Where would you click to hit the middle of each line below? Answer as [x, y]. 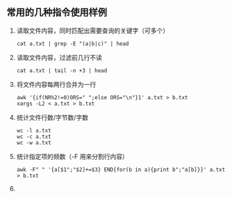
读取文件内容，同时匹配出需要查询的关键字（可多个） [93, 31]
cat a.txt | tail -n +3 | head [62, 71]
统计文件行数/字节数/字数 [52, 117]
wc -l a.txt [34, 131]
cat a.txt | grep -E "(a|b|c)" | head [73, 44]
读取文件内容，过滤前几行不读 [59, 57]
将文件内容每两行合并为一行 [56, 84]
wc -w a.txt [34, 142]
